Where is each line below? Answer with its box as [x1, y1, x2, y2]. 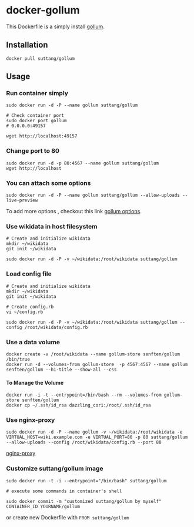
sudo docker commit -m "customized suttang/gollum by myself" [6, 498, 162, 504]
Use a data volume [6, 338, 61, 346]
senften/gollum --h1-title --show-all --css [6, 367, 117, 372]
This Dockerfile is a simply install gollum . [6, 23, 105, 30]
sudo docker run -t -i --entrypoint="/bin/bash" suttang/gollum [6, 478, 167, 484]
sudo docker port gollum [6, 118, 67, 124]
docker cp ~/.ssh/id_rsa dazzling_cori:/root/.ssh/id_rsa [6, 402, 151, 408]
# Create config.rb [6, 304, 54, 310]
